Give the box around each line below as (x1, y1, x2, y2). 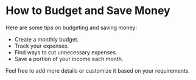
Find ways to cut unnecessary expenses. (14, 48, 117, 56)
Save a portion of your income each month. (14, 55, 124, 62)
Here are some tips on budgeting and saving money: (5, 24, 138, 31)
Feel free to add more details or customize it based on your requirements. (5, 67, 190, 74)
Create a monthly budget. (14, 35, 79, 43)
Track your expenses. (14, 42, 69, 49)
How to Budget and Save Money (5, 4, 171, 18)
